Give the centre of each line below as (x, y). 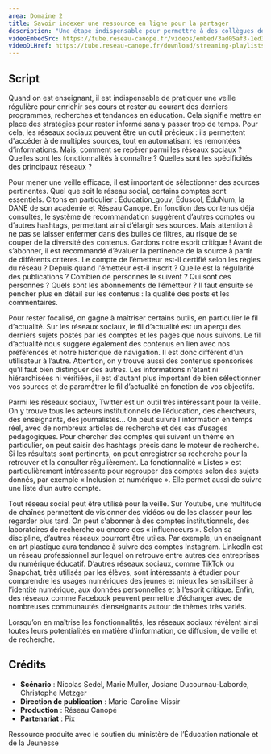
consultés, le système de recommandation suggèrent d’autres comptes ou (132, 216)
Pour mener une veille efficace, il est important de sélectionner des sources (134, 182)
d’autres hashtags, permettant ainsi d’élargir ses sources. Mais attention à (131, 225)
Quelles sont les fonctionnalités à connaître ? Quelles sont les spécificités (130, 157)
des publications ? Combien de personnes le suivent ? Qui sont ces (120, 276)
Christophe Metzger (53, 693)
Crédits (27, 665)
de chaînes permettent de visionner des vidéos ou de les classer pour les (130, 512)
